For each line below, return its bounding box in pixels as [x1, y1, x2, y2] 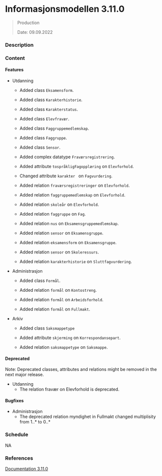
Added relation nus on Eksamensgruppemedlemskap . [19, 220, 119, 226]
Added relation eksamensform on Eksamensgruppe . [19, 239, 117, 245]
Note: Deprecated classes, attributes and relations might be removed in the [5, 366, 157, 372]
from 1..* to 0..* [19, 419, 51, 425]
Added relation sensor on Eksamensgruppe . [19, 230, 104, 236]
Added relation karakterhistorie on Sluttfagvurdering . [19, 258, 132, 264]
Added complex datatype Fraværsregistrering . [19, 154, 115, 160]
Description [5, 41, 34, 48]
